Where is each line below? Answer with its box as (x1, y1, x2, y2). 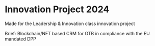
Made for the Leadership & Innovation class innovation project (5, 20, 136, 27)
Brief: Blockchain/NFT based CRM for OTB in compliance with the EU (5, 30, 150, 36)
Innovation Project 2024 (5, 4, 110, 15)
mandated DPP (5, 36, 36, 42)
